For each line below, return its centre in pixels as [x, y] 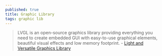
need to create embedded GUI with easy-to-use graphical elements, [87, 38]
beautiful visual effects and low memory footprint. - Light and [80, 43]
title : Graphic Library [30, 14]
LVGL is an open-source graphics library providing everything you [85, 33]
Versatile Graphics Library [44, 48]
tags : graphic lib [24, 19]
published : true [22, 10]
